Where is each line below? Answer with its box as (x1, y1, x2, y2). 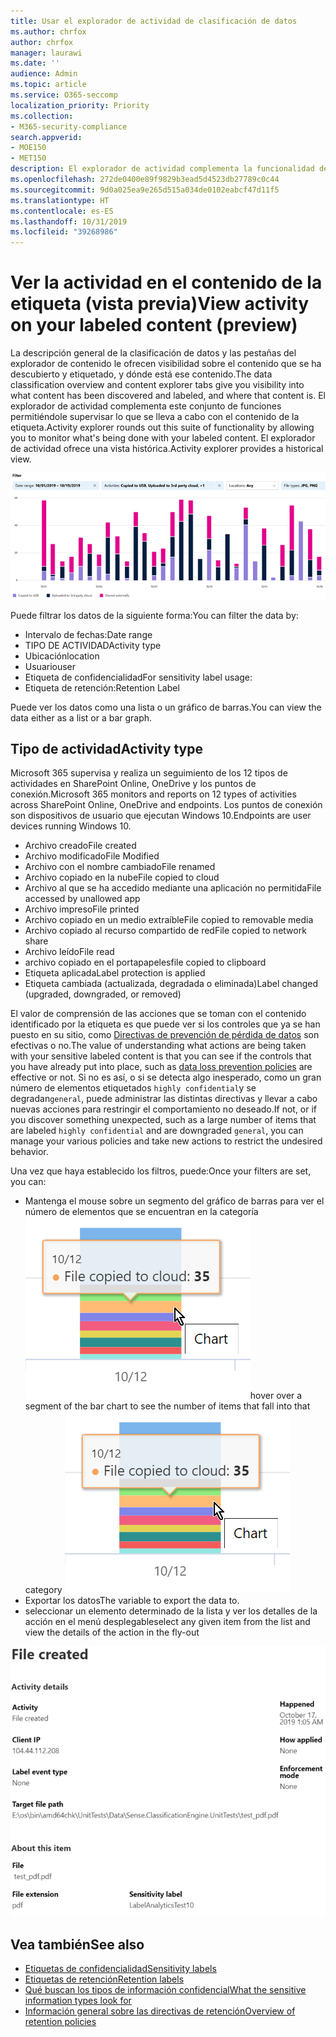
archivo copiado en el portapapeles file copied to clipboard (24, 956, 267, 969)
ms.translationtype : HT (10, 195, 110, 205)
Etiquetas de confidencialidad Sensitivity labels (24, 1963, 217, 1975)
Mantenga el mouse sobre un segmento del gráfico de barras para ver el (24, 1195, 325, 1207)
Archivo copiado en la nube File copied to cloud (24, 871, 220, 884)
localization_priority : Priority (10, 100, 150, 110)
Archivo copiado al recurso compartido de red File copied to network (24, 925, 307, 937)
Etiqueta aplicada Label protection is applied (24, 967, 206, 979)
